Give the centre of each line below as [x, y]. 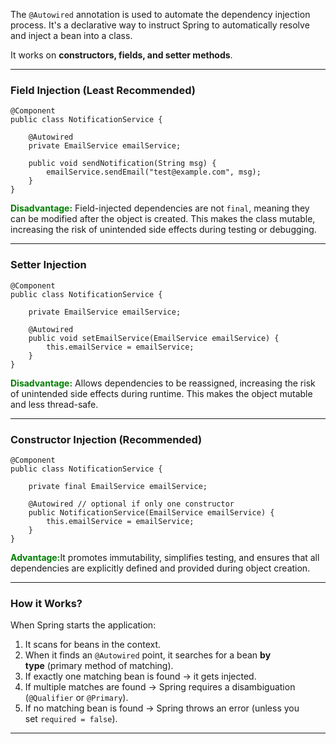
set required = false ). [71, 719]
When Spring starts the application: [83, 625]
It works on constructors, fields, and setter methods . [121, 55]
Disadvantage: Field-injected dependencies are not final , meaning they [160, 208]
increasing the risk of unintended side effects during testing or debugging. [163, 230]
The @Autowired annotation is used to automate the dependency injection [160, 14]
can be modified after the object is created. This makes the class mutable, [163, 219]
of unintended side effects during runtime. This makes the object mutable [161, 393]
